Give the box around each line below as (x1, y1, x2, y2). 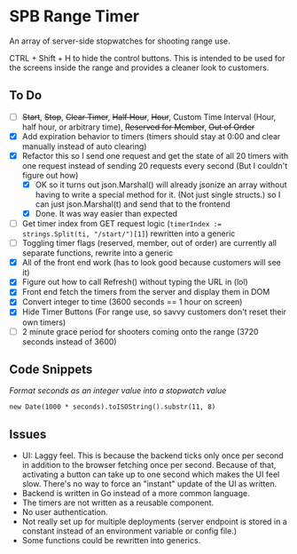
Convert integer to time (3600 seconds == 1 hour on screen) (21, 297, 243, 307)
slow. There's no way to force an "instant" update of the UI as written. (21, 479, 277, 489)
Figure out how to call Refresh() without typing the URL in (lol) (21, 277, 248, 288)
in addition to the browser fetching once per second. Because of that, (21, 460, 277, 471)
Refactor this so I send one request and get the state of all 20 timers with (21, 150, 289, 161)
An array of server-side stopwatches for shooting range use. (9, 36, 231, 46)
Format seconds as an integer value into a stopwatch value (9, 385, 227, 396)
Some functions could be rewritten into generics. (21, 535, 201, 546)
